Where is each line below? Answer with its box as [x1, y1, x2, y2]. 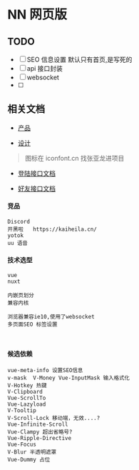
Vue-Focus [7, 441, 37, 449]
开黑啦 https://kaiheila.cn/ [7, 226, 98, 233]
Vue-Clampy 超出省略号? [7, 429, 73, 436]
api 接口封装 [26, 64, 63, 72]
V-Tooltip [7, 407, 37, 414]
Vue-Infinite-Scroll [7, 421, 69, 429]
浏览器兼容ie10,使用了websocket [7, 314, 95, 321]
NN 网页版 [7, 6, 68, 23]
